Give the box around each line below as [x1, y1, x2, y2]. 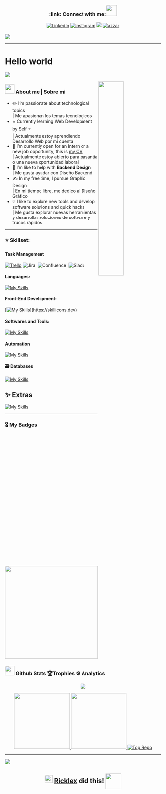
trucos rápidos [12, 219, 42, 225]
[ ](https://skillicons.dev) [5, 307, 77, 313]
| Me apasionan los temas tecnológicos [12, 112, 92, 119]
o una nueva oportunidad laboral [12, 159, 79, 165]
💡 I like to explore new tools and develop [12, 198, 95, 204]
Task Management [5, 251, 44, 257]
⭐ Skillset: [5, 237, 30, 244]
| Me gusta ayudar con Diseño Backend [12, 169, 93, 176]
